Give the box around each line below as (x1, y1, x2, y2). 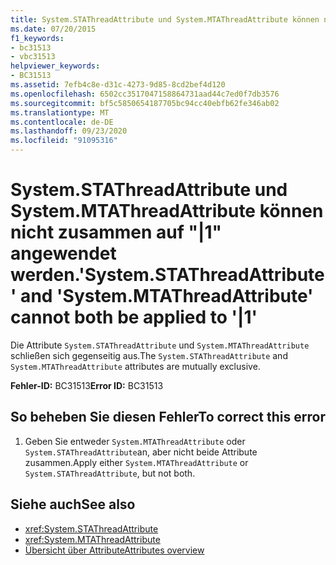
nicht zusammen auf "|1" (10, 221, 222, 244)
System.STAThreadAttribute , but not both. (24, 467, 196, 479)
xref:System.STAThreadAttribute (24, 522, 159, 535)
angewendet (10, 242, 117, 265)
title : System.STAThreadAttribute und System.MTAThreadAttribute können (10, 14, 320, 25)
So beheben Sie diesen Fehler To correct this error (10, 409, 326, 426)
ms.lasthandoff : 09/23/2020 (10, 126, 128, 136)
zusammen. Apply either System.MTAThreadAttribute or (24, 456, 249, 468)
